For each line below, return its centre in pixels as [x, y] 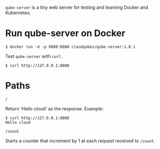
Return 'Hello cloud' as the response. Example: [55, 108]
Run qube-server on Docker [65, 33]
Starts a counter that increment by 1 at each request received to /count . [80, 141]
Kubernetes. [18, 13]
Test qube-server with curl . [34, 56]
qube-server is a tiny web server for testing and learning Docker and [77, 7]
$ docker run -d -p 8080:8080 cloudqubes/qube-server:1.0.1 [71, 47]
